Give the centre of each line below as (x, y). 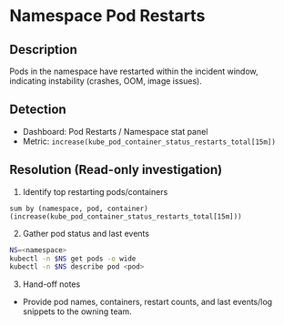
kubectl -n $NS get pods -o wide (73, 259)
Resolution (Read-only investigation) (116, 170)
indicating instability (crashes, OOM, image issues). (106, 81)
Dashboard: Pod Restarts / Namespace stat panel (115, 131)
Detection (38, 110)
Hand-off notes (51, 284)
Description (43, 50)
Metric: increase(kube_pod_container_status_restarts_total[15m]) (149, 141)
